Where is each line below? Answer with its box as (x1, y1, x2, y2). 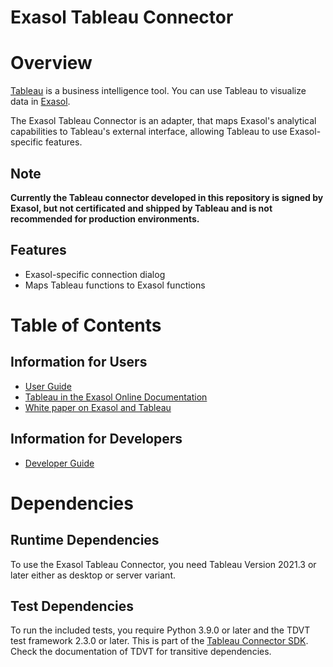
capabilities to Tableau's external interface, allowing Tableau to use (10, 126, 288, 138)
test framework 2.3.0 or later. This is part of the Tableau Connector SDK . (10, 635, 309, 647)
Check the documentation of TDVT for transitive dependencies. (10, 646, 272, 658)
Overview (10, 52, 93, 75)
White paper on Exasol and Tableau (24, 401, 172, 413)
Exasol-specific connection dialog (24, 268, 166, 280)
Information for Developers (10, 431, 183, 448)
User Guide (24, 380, 72, 392)
